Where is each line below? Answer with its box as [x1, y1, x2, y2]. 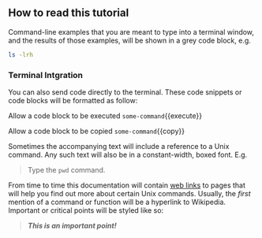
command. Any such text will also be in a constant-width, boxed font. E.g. [8, 150, 248, 159]
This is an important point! [27, 221, 117, 230]
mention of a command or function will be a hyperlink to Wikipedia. [8, 197, 226, 206]
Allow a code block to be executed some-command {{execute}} [8, 110, 203, 121]
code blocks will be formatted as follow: [8, 95, 138, 105]
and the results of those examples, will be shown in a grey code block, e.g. [8, 35, 251, 45]
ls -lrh [8, 50, 34, 58]
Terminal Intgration [8, 69, 84, 80]
